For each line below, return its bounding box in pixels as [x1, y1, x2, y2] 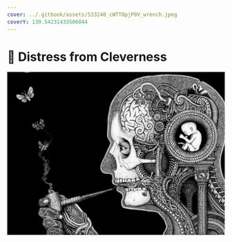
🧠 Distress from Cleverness [7, 49, 167, 65]
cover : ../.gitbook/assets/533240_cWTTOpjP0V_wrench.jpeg [7, 11, 177, 18]
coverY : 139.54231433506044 [7, 18, 88, 26]
